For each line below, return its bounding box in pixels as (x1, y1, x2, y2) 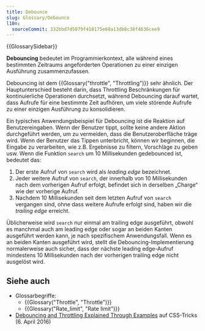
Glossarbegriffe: (15, 292, 56, 300)
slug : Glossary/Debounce (6, 15, 70, 21)
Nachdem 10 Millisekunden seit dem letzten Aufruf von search (15, 194, 171, 202)
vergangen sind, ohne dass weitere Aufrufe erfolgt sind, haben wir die (15, 201, 192, 208)
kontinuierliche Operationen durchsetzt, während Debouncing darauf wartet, (6, 92, 199, 100)
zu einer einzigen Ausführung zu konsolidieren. (6, 105, 125, 113)
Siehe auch (6, 276, 50, 286)
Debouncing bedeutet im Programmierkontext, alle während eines (6, 54, 173, 62)
